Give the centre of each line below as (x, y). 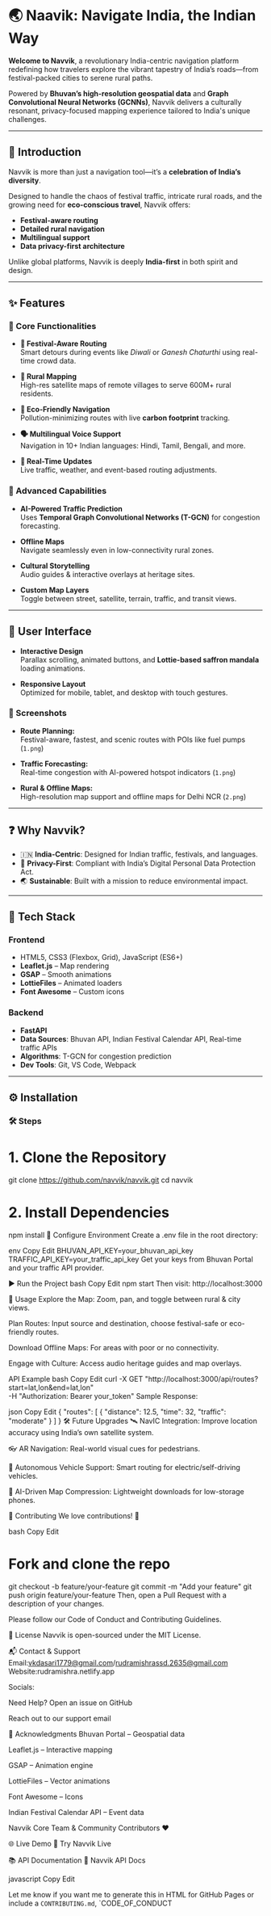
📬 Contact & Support (44, 1651)
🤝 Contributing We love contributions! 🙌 (74, 1515)
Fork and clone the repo (90, 1564)
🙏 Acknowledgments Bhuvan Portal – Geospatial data (97, 1733)
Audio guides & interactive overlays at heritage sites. (107, 574)
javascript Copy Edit (42, 1879)
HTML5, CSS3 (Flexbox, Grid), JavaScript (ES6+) (101, 958)
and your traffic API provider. (56, 1268)
